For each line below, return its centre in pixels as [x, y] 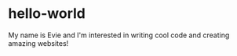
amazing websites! [38, 43]
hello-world [47, 14]
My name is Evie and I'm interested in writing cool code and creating [119, 35]
